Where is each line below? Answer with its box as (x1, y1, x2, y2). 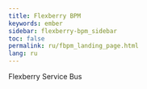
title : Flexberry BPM (8, 11, 82, 20)
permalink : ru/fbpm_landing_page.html (8, 42, 139, 50)
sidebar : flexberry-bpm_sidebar (8, 27, 117, 35)
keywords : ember (8, 19, 63, 28)
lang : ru (8, 49, 38, 57)
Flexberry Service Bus (8, 72, 82, 81)
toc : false (8, 34, 45, 43)
